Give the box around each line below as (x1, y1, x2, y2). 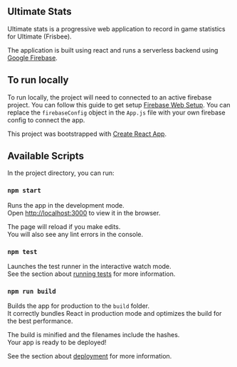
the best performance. (7, 317, 73, 326)
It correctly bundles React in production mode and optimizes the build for (7, 309, 222, 318)
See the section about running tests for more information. (7, 270, 176, 278)
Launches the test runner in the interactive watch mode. (7, 262, 172, 271)
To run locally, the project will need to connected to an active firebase (7, 92, 212, 102)
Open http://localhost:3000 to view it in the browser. (7, 208, 161, 217)
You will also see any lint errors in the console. (7, 230, 144, 238)
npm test (7, 248, 38, 255)
